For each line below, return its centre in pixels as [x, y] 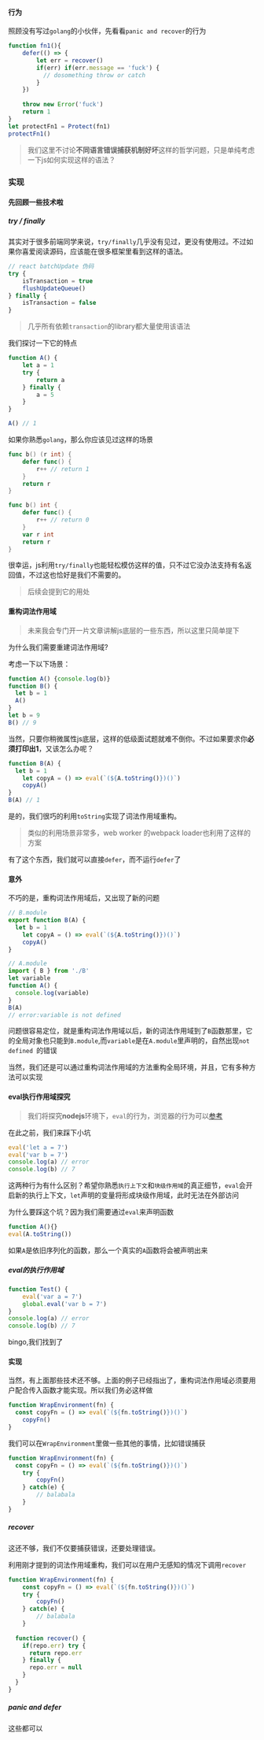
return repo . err [55, 1653]
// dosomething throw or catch [94, 75]
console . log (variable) [52, 992]
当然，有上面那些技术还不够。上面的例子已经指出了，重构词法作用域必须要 [128, 1380]
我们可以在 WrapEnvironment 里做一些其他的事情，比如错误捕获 [107, 1443]
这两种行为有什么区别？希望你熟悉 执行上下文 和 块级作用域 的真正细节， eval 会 [127, 1185]
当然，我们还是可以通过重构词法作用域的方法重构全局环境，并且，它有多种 [128, 1067]
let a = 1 [38, 365]
